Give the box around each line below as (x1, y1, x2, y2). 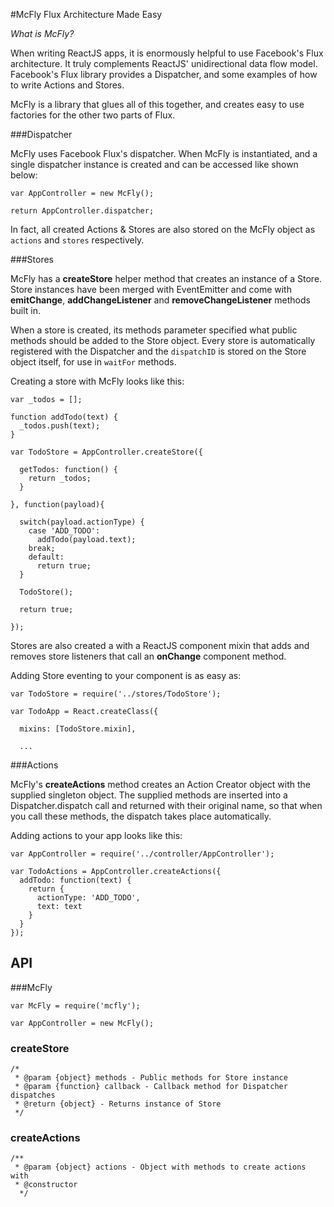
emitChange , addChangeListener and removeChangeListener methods (10, 294, 311, 306)
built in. (10, 305, 42, 316)
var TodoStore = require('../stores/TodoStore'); (10, 689, 222, 699)
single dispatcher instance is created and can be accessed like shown (10, 159, 299, 170)
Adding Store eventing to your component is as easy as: (10, 670, 242, 681)
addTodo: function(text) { (19, 875, 132, 885)
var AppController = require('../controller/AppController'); (10, 849, 275, 859)
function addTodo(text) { (10, 412, 118, 422)
